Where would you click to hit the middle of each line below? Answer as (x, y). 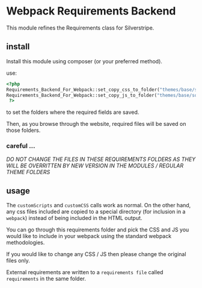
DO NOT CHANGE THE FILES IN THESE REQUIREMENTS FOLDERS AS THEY (101, 159)
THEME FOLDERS (28, 172)
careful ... (21, 146)
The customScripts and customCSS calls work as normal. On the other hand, (99, 205)
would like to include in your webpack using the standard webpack (89, 236)
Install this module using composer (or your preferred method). (84, 61)
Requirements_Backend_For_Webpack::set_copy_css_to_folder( (83, 89)
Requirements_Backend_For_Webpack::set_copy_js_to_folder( (82, 95)
